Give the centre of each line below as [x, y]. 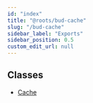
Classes [25, 75]
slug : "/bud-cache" [36, 27]
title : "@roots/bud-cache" [47, 20]
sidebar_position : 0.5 [41, 40]
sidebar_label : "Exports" [45, 34]
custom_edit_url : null [41, 47]
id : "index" [25, 14]
